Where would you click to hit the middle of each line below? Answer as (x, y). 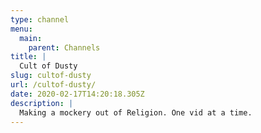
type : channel (40, 19)
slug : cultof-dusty (51, 76)
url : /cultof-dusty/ (53, 85)
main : (31, 38)
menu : (21, 29)
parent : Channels (64, 47)
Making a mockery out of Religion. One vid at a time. (136, 112)
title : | (28, 57)
